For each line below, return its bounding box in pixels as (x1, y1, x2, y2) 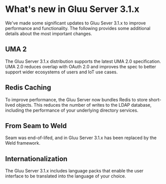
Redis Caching (5, 83, 51, 92)
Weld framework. (5, 140, 41, 146)
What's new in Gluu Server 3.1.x (5, 3, 140, 15)
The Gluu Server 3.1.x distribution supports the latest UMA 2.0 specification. (5, 58, 161, 64)
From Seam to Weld (5, 121, 67, 130)
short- (149, 96, 162, 103)
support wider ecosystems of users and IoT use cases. (5, 69, 118, 75)
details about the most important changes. (5, 30, 92, 36)
